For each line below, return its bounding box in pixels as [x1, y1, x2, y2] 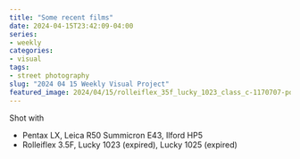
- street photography [9, 71, 90, 80]
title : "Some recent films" [9, 13, 114, 22]
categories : [9, 46, 54, 55]
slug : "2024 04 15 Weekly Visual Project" [9, 79, 170, 88]
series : [9, 29, 38, 38]
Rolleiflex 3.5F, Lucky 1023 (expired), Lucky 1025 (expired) [21, 139, 238, 150]
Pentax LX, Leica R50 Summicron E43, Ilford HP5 [21, 130, 204, 140]
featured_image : [9, 88, 70, 96]
